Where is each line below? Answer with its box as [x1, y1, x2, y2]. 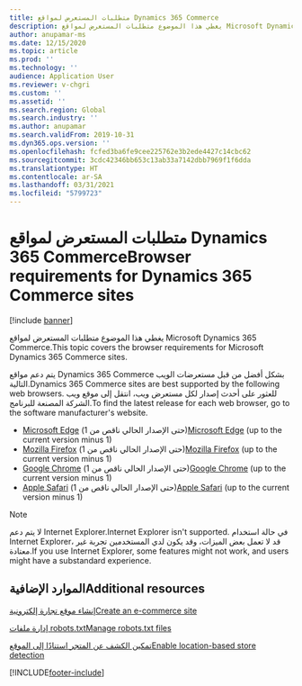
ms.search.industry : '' [9, 113, 99, 122]
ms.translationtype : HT [9, 164, 99, 173]
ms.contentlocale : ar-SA [9, 172, 102, 181]
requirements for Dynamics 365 [9, 266, 253, 286]
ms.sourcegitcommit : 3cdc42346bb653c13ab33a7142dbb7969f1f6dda [9, 155, 252, 165]
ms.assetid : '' [9, 96, 67, 106]
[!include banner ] [9, 314, 74, 325]
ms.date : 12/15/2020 [9, 38, 87, 48]
